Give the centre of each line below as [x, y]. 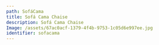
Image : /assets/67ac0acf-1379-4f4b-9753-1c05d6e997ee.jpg [79, 28]
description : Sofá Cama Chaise [45, 22]
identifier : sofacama [33, 33]
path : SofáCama [25, 11]
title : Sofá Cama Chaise [37, 17]
